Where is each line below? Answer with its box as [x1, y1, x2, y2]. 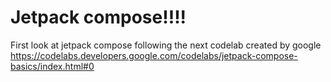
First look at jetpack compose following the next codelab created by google [10, 39, 322, 51]
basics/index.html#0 [10, 60, 95, 72]
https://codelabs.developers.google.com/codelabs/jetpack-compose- [10, 49, 298, 61]
